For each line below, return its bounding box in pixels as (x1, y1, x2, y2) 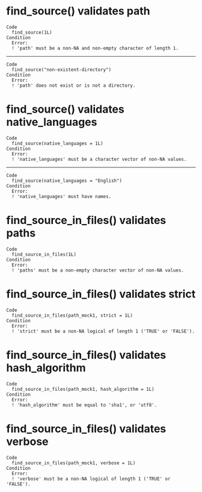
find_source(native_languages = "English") (11, 178, 122, 184)
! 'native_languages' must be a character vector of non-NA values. (11, 156, 187, 162)
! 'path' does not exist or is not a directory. (11, 83, 136, 89)
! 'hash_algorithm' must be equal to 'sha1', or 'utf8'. (11, 402, 158, 408)
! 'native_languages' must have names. (11, 193, 112, 199)
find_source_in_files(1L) (11, 251, 77, 257)
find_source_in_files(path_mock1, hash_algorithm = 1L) (11, 386, 155, 392)
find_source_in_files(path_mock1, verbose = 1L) (11, 459, 136, 466)
